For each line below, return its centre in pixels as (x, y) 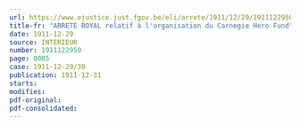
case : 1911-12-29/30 (48, 67)
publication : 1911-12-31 (55, 75)
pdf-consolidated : (43, 108)
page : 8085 (29, 59)
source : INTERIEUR (43, 42)
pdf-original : (36, 100)
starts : (24, 83)
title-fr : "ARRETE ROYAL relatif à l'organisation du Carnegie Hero (139, 26)
